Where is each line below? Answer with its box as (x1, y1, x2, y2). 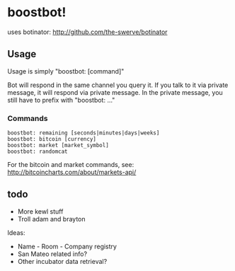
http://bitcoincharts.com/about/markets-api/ (7, 168, 137, 177)
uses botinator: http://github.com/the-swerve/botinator (7, 28, 168, 36)
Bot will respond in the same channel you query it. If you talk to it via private (7, 81, 229, 89)
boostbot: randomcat (7, 148, 69, 156)
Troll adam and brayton (17, 214, 86, 223)
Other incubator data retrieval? (17, 257, 108, 265)
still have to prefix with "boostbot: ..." (7, 96, 115, 104)
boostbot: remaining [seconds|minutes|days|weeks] (7, 129, 160, 137)
